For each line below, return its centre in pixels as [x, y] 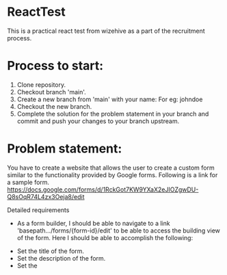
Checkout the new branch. [54, 106]
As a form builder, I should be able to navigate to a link [93, 223]
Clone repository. [41, 84]
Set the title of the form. [50, 251]
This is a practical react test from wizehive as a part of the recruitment [106, 31]
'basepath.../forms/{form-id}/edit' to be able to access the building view [119, 231]
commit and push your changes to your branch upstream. [98, 121]
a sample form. [28, 182]
